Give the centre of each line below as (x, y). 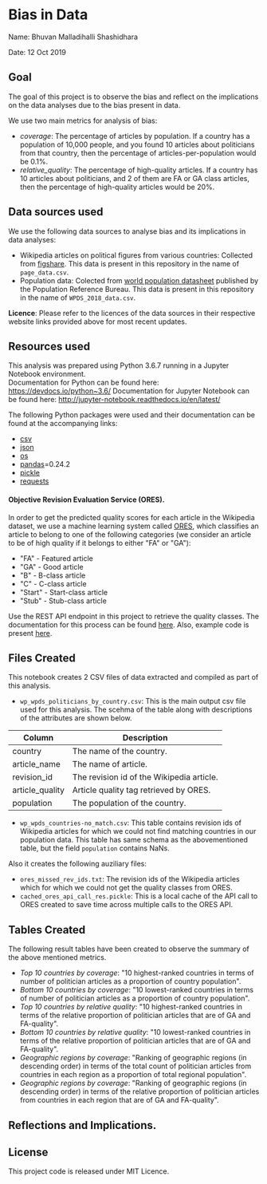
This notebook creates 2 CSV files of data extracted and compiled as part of (133, 677)
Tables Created (47, 930)
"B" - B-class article (53, 575)
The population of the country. (129, 803)
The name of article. (110, 764)
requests (34, 481)
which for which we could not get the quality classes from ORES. (126, 888)
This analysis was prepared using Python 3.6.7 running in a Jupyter (119, 365)
